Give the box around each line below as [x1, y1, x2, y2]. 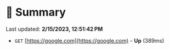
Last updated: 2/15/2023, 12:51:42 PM [6, 25, 103, 33]
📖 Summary [6, 5, 66, 19]
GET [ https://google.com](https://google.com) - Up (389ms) [14, 37, 164, 44]
